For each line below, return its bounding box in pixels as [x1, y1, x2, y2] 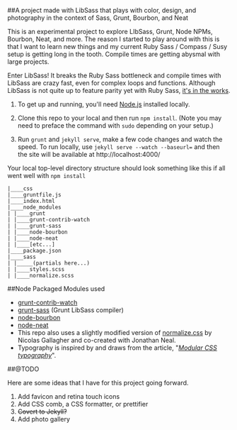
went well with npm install [7, 172, 86, 180]
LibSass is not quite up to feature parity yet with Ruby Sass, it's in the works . [7, 87, 231, 94]
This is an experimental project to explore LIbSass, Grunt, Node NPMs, [7, 28, 214, 35]
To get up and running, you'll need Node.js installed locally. [17, 100, 190, 109]
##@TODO [7, 365, 40, 373]
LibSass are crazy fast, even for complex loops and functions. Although [7, 79, 216, 87]
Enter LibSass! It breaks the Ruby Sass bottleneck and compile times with [7, 71, 221, 79]
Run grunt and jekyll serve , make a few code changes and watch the [17, 135, 223, 143]
